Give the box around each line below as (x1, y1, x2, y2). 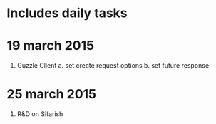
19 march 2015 (6, 38, 94, 54)
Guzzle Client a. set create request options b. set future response (16, 61, 210, 70)
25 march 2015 (6, 86, 97, 103)
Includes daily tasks (6, 5, 128, 21)
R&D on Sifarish (16, 110, 63, 118)
